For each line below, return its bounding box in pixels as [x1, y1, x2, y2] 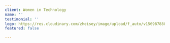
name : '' [5, 12, 23, 17]
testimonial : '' [5, 16, 39, 21]
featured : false [5, 26, 39, 31]
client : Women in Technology [5, 7, 66, 12]
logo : [5, 21, 16, 26]
